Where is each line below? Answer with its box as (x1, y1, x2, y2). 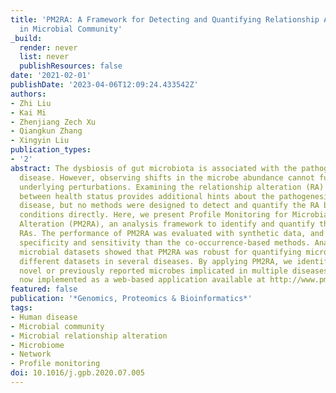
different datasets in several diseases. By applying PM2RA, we (19, 256, 293, 266)
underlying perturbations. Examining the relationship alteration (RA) (19, 182, 325, 192)
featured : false (10, 284, 78, 295)
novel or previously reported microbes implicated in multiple (19, 266, 288, 276)
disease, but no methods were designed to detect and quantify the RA (19, 201, 320, 211)
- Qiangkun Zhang (10, 126, 83, 136)
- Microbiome (10, 340, 65, 350)
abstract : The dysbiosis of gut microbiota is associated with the (10, 163, 298, 173)
